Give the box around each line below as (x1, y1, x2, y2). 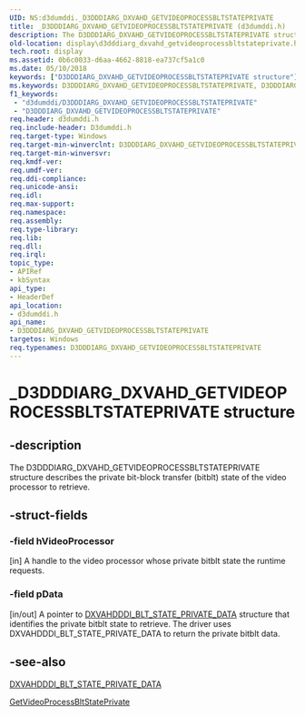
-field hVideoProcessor (9, 535, 115, 548)
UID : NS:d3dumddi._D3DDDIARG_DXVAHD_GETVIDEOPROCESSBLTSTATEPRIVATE (9, 13, 274, 23)
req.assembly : (9, 216, 64, 226)
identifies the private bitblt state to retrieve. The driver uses (9, 618, 231, 629)
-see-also (9, 654, 66, 670)
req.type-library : (9, 225, 79, 234)
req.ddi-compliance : (9, 174, 88, 183)
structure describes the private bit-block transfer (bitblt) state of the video (9, 471, 287, 482)
